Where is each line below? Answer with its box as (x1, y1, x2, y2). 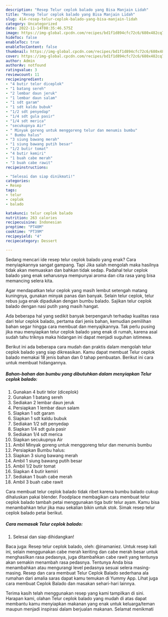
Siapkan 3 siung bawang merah (12, 452, 78, 459)
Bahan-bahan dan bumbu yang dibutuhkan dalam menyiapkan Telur (5, 371, 152, 377)
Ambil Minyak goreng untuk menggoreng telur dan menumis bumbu (12, 442, 152, 448)
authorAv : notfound (5, 63, 46, 68)
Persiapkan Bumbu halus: (12, 447, 65, 453)
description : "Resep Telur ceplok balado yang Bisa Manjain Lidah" (5, 7, 149, 12)
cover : (5, 53, 19, 59)
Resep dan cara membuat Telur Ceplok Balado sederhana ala (22, 570, 149, 576)
